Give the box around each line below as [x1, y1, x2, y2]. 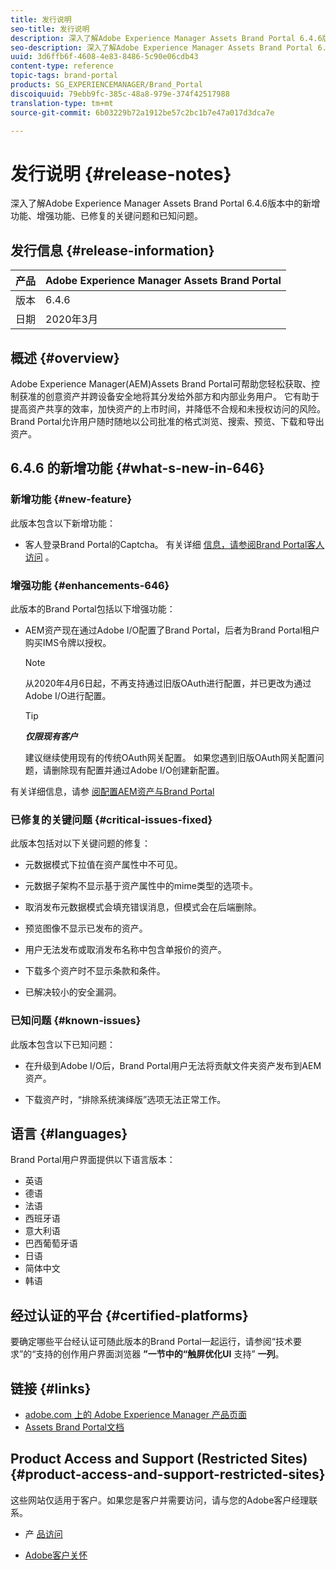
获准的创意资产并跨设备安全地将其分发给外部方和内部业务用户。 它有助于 [18, 390, 320, 402]
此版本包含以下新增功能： [10, 517, 116, 529]
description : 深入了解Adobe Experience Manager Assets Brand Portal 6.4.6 [10, 33, 323, 43]
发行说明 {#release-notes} [10, 162, 232, 185]
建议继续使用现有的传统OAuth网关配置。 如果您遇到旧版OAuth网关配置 [24, 751, 316, 763]
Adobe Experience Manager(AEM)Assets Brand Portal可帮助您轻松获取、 [10, 377, 312, 390]
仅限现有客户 [24, 730, 78, 742]
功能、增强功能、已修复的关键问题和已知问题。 [10, 210, 203, 222]
